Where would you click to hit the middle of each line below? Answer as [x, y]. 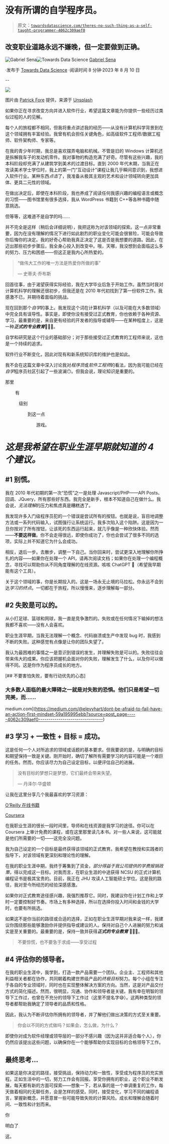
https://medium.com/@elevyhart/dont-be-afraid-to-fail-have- [99, 709]
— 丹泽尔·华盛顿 [34, 783]
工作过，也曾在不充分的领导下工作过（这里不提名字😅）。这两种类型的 [85, 997]
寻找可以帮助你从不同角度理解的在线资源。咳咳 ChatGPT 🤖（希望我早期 [88, 564]
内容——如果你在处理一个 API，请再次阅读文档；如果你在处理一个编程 [86, 558]
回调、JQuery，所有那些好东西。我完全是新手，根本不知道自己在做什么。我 [83, 499]
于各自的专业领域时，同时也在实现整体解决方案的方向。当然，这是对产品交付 [84, 985]
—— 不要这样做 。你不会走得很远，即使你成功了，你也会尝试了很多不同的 [80, 535]
